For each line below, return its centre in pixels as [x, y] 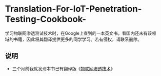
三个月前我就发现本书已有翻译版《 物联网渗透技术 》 [63, 68]
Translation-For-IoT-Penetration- [74, 9]
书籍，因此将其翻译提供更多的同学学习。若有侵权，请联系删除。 [78, 39]
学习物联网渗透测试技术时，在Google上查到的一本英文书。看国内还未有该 [79, 33]
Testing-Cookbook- [46, 19]
